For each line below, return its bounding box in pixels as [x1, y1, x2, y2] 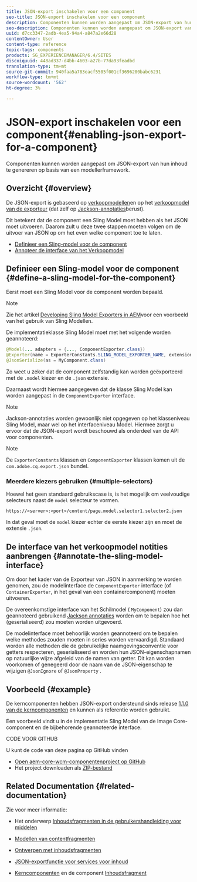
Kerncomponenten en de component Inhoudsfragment [14, 869, 147, 876]
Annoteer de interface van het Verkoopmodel [14, 246, 124, 253]
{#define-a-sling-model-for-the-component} [6, 273, 176, 283]
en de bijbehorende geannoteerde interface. [35, 724, 142, 731]
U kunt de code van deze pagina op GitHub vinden [6, 746, 128, 753]
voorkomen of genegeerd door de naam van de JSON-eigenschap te [6, 661, 173, 668]
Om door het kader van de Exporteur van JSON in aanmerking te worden [6, 576, 182, 583]
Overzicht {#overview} [6, 183, 92, 193]
